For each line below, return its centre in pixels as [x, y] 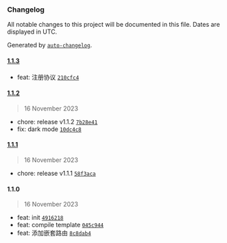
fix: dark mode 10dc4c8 [49, 129]
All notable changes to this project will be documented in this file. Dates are [114, 25]
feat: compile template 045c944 [60, 225]
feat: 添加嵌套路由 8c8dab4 [54, 233]
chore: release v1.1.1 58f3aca [56, 173]
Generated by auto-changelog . [50, 45]
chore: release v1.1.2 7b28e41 [57, 121]
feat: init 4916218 [40, 218]
